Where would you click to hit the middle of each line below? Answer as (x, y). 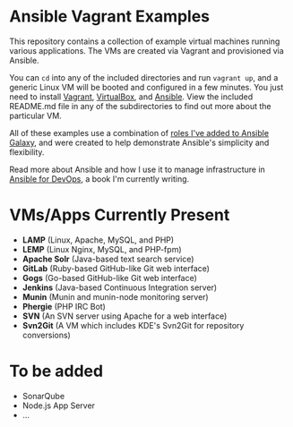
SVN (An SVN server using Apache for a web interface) (125, 316)
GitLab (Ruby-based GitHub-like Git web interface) (116, 268)
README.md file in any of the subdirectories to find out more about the (140, 106)
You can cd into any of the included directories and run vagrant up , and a (144, 77)
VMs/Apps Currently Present (120, 215)
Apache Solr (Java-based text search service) (108, 259)
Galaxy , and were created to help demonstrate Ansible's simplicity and (139, 142)
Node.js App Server (59, 406)
